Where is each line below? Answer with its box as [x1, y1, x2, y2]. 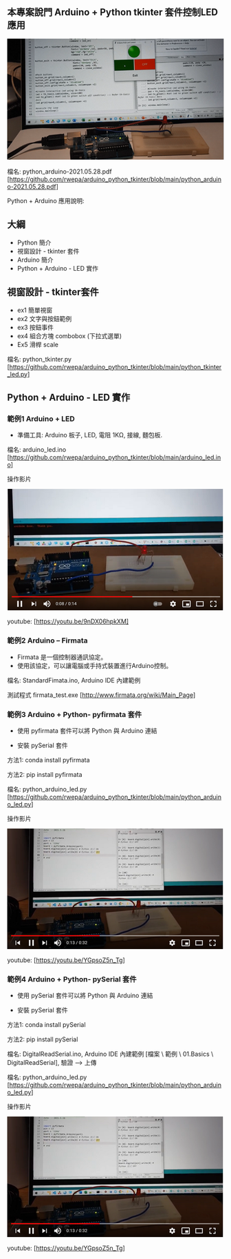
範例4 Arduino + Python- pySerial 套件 [7, 974, 137, 984]
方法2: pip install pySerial [7, 1035, 78, 1043]
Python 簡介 [16, 238, 52, 247]
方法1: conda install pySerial [7, 1021, 86, 1029]
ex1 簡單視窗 [16, 306, 53, 314]
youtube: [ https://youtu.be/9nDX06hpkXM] [7, 617, 129, 625]
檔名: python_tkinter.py [7, 355, 72, 363]
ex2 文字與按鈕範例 [16, 314, 72, 322]
